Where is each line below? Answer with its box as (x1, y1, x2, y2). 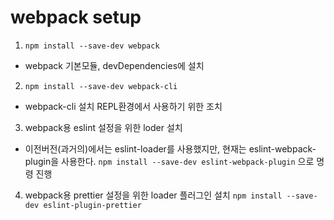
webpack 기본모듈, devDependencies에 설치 (24, 59, 205, 71)
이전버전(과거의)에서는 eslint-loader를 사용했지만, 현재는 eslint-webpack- (24, 142, 317, 155)
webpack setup (10, 6, 142, 29)
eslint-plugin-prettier (43, 200, 142, 210)
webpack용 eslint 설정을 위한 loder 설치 (24, 121, 183, 133)
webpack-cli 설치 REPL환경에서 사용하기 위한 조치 (24, 100, 223, 112)
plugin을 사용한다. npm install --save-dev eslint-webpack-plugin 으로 (24, 155, 315, 167)
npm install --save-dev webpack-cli (24, 81, 178, 91)
